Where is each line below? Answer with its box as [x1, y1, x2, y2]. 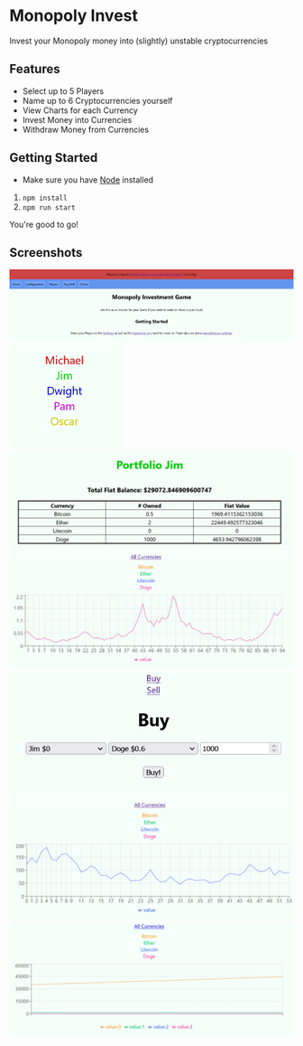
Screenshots [9, 245, 83, 260]
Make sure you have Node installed [22, 174, 154, 185]
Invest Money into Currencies [22, 114, 133, 125]
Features [9, 61, 60, 77]
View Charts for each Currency [22, 105, 138, 116]
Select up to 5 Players [22, 85, 105, 96]
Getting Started [9, 150, 98, 165]
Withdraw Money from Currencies [22, 124, 150, 135]
